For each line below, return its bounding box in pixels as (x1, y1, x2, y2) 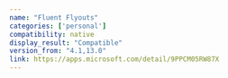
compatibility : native (9, 30, 95, 39)
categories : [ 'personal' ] (9, 22, 106, 30)
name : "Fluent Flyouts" (9, 13, 99, 22)
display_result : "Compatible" (9, 38, 123, 48)
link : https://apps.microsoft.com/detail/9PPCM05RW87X (9, 55, 220, 64)
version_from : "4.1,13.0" (9, 47, 106, 56)
